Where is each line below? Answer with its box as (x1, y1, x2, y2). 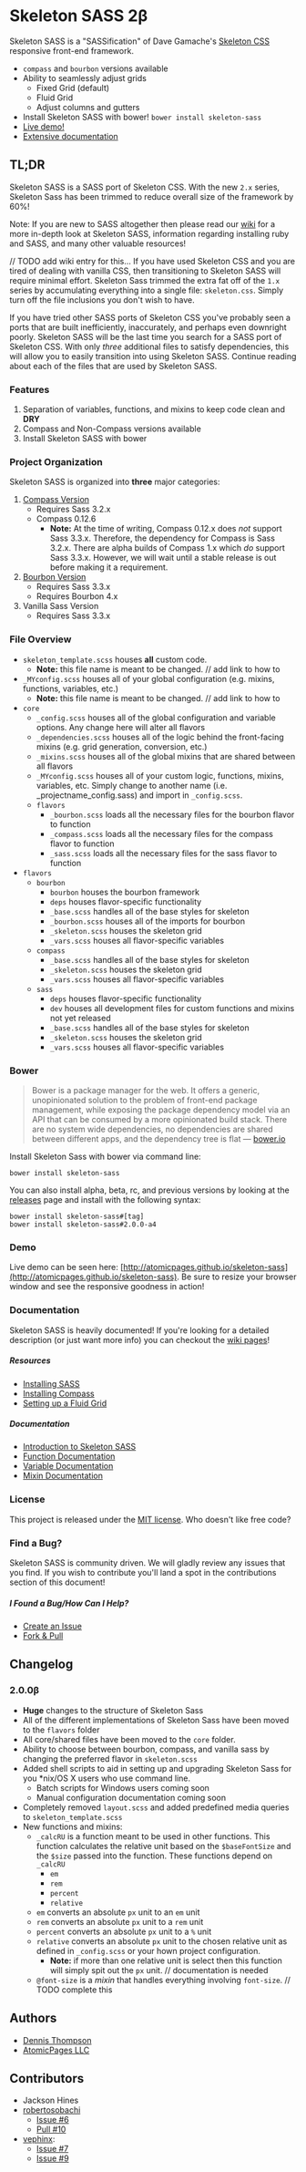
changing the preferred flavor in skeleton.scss (22, 1753, 198, 1764)
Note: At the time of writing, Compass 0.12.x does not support (49, 523, 282, 534)
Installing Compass (22, 1388, 95, 1399)
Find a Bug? (9, 1536, 63, 1549)
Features (9, 383, 50, 396)
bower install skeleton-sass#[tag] (9, 1212, 145, 1221)
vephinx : (22, 2134, 56, 2145)
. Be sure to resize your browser (177, 1271, 297, 1282)
